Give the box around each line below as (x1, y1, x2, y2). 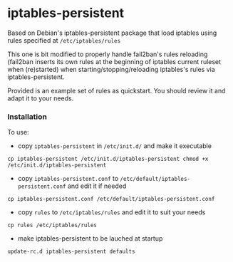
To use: (7, 128, 30, 137)
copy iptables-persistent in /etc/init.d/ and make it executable (17, 142, 212, 150)
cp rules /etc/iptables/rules (7, 222, 98, 229)
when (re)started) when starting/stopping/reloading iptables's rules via (7, 65, 215, 73)
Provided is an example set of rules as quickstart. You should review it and (7, 86, 226, 95)
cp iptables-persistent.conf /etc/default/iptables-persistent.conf (7, 196, 215, 203)
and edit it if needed (67, 182, 127, 190)
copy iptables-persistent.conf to (17, 174, 119, 183)
